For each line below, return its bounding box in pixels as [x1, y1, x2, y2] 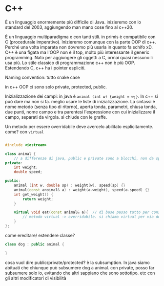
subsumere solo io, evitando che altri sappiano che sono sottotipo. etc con [5, 270, 155, 276]
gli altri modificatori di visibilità [5, 275, 67, 281]
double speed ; [14, 170, 42, 175]
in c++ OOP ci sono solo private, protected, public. [5, 84, 107, 89]
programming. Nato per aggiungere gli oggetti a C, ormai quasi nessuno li [5, 54, 153, 60]
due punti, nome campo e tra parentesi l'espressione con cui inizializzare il [5, 109, 155, 115]
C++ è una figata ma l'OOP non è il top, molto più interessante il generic [5, 49, 150, 55]
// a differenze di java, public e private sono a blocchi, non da [14, 156, 154, 161]
